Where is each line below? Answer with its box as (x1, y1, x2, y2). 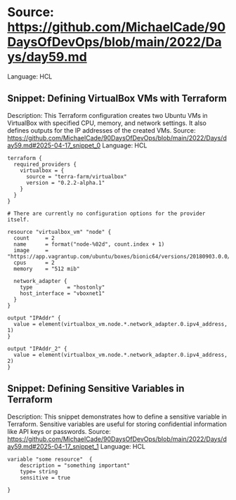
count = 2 (13, 235, 55, 242)
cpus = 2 (13, 259, 55, 266)
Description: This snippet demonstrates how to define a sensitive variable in (7, 412, 227, 421)
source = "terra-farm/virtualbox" (25, 173, 128, 180)
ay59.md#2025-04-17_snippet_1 (7, 442, 100, 450)
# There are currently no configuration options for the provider (7, 210, 206, 217)
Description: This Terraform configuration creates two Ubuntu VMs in (7, 111, 209, 119)
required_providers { (13, 161, 77, 168)
